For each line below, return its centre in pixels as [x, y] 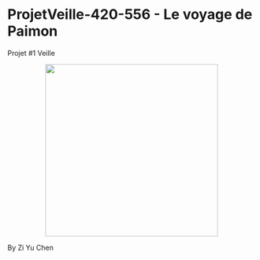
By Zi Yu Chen [31, 247]
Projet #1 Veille [32, 53]
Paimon [33, 31]
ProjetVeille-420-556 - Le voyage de [130, 15]
